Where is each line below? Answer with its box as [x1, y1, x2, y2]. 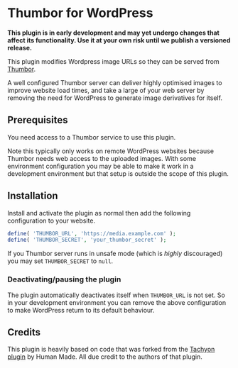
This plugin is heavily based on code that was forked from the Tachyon [7, 345, 215, 354]
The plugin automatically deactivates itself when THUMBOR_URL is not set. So [7, 291, 225, 299]
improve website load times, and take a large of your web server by [7, 86, 205, 94]
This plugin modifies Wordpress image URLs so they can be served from [7, 57, 220, 65]
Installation [7, 190, 58, 202]
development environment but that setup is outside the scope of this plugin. [7, 169, 229, 178]
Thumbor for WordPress [7, 5, 153, 21]
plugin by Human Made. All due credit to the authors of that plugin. [7, 352, 202, 361]
